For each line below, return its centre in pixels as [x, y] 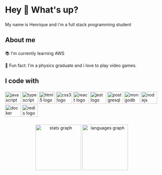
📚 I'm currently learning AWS [35, 53]
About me [20, 40]
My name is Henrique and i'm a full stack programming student [68, 25]
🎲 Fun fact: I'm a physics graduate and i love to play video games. [71, 65]
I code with [22, 81]
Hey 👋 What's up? [42, 10]
